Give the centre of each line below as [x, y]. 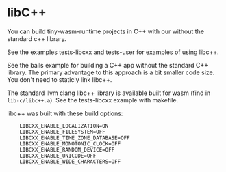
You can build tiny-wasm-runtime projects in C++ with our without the [105, 31]
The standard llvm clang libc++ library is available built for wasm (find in [109, 93]
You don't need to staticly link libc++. [60, 79]
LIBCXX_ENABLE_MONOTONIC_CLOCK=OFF [70, 144]
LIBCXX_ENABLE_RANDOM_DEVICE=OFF [67, 149]
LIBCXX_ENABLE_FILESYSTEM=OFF [63, 132]
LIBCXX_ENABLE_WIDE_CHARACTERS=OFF [70, 162]
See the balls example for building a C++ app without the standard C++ [108, 65]
